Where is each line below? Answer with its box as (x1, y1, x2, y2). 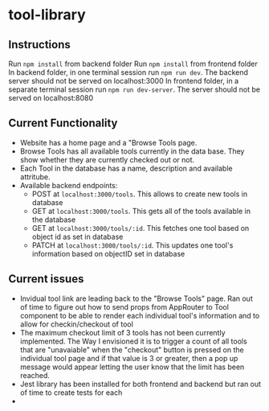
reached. (19, 370, 51, 380)
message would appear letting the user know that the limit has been (19, 362, 245, 372)
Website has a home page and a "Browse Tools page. (19, 138, 198, 147)
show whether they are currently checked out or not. (19, 154, 195, 164)
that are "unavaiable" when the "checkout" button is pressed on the (19, 344, 244, 355)
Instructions (8, 38, 71, 51)
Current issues (8, 272, 84, 286)
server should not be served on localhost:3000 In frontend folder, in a (8, 76, 239, 85)
